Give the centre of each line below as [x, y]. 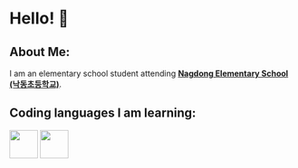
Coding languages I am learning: [103, 113]
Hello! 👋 [39, 19]
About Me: [40, 52]
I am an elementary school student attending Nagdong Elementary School [149, 73]
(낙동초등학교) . [35, 84]
